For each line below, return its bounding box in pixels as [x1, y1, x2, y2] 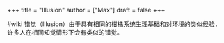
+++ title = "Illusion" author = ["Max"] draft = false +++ [7, 6, 166, 14]
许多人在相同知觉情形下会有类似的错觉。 [7, 29, 123, 36]
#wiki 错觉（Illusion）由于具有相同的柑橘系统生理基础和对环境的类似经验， [7, 20, 221, 28]
